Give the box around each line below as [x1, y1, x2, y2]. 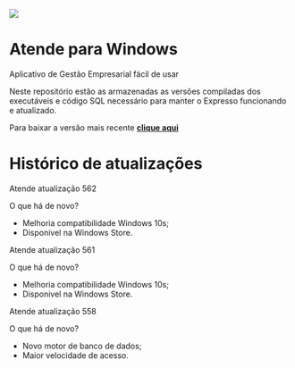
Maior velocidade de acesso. [21, 349, 130, 361]
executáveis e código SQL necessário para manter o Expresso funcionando [9, 95, 287, 106]
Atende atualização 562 [9, 183, 97, 194]
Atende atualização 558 [9, 305, 97, 316]
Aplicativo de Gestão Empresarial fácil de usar [9, 68, 180, 79]
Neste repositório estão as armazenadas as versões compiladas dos [9, 86, 261, 96]
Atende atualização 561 [9, 244, 96, 255]
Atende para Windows [9, 39, 179, 60]
